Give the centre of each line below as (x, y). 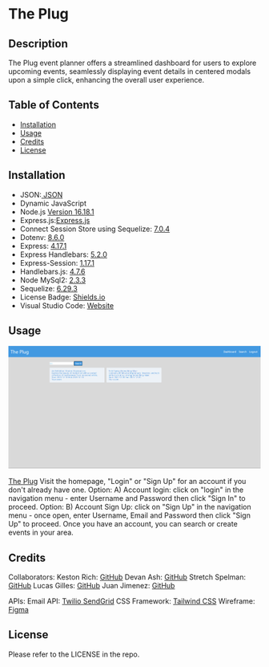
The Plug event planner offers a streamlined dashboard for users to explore (132, 63)
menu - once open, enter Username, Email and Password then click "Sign (129, 515)
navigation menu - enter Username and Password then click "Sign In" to (127, 498)
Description (38, 44)
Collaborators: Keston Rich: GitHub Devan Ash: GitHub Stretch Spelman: (127, 577)
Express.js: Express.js (55, 220)
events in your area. (41, 533)
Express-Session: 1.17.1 (57, 262)
